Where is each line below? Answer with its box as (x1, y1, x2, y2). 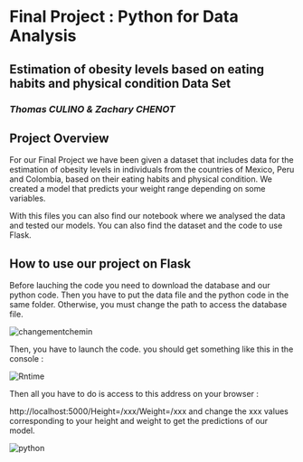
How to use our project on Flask (9, 256, 192, 271)
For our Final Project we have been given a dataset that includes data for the (9, 155, 294, 165)
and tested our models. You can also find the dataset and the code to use (9, 220, 283, 231)
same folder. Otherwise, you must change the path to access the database (9, 299, 288, 310)
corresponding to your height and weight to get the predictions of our (9, 416, 269, 427)
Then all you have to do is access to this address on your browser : (9, 389, 260, 400)
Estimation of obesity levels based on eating (9, 61, 265, 77)
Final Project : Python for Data (9, 6, 239, 27)
